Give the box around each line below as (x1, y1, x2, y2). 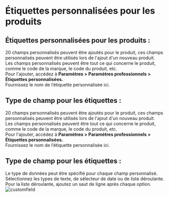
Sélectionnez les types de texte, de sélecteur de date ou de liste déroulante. (5, 175, 164, 182)
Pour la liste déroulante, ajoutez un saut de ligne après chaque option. (5, 181, 151, 187)
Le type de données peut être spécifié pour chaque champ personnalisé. (5, 170, 158, 176)
